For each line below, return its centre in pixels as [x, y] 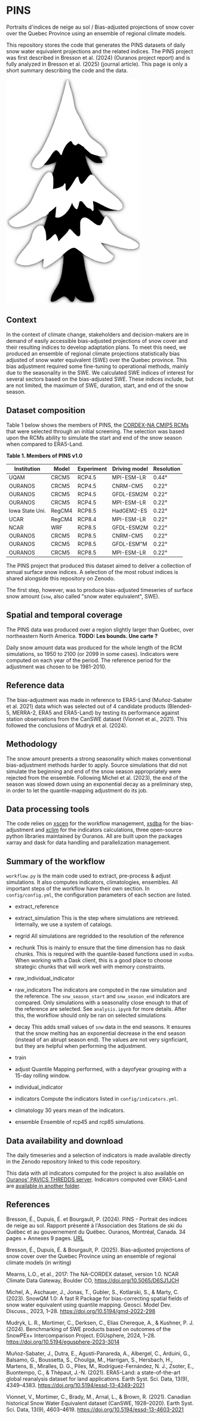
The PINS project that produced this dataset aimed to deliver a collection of [99, 566]
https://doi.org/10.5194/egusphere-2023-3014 [63, 1342]
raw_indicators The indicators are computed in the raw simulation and [101, 990]
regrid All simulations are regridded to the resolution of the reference [99, 936]
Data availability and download [65, 1141]
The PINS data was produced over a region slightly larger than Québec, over [100, 630]
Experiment [92, 469]
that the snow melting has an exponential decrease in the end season [100, 1034]
